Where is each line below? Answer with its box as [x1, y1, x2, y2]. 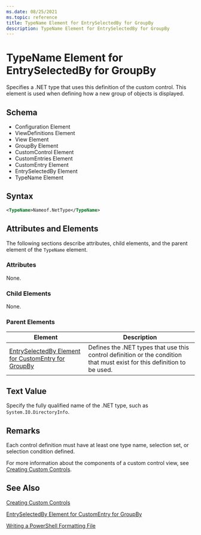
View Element [14, 136, 49, 143]
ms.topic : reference [6, 14, 58, 20]
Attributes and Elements [6, 224, 99, 234]
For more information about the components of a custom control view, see [6, 460, 190, 467]
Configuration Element [14, 123, 71, 130]
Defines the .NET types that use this [88, 343, 190, 351]
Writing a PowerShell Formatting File [6, 522, 96, 529]
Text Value [6, 386, 47, 396]
